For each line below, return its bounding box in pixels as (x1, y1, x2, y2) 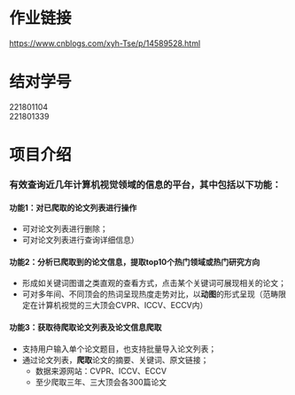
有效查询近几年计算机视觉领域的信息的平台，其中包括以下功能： (9, 178, 282, 190)
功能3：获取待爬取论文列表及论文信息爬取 (9, 321, 162, 332)
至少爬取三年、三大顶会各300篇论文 (35, 376, 167, 387)
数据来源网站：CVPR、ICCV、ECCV (35, 365, 167, 376)
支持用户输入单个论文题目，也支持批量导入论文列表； (21, 343, 217, 354)
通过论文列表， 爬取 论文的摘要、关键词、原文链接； (21, 354, 209, 365)
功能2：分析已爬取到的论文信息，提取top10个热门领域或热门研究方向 (9, 256, 260, 267)
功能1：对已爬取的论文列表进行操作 (9, 202, 137, 213)
